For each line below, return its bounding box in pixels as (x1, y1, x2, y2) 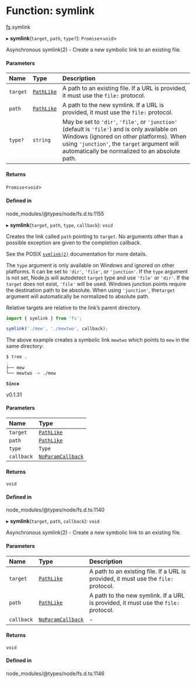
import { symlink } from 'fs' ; (6, 315, 82, 321)
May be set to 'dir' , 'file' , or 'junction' (62, 118, 178, 126)
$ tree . (6, 354, 27, 360)
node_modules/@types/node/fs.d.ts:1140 (6, 506, 105, 513)
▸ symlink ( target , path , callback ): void (6, 518, 100, 525)
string (33, 137, 51, 144)
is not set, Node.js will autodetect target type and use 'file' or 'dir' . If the (6, 274, 190, 281)
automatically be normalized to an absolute (62, 147, 180, 156)
